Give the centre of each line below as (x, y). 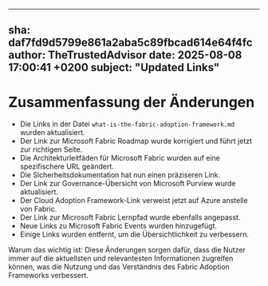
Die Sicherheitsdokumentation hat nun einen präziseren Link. (120, 175)
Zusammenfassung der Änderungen (132, 102)
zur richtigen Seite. (51, 149)
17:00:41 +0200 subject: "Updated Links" (114, 68)
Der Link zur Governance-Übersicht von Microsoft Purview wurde (128, 184)
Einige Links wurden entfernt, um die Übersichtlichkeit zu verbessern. (134, 234)
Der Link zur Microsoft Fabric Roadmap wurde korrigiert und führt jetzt (136, 141)
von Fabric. (38, 209)
